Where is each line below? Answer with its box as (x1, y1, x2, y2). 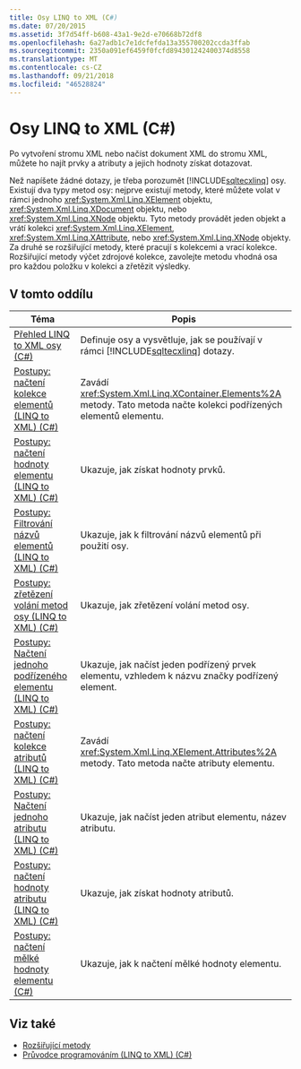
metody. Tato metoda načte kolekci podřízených (80, 399, 283, 411)
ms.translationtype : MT (9, 55, 99, 64)
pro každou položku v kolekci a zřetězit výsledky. (9, 261, 191, 272)
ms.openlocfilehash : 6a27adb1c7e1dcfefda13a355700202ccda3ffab (9, 38, 251, 47)
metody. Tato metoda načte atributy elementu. (80, 757, 275, 770)
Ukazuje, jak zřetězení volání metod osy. (80, 599, 250, 612)
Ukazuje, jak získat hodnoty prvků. (80, 463, 226, 476)
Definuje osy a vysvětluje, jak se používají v (80, 333, 262, 346)
